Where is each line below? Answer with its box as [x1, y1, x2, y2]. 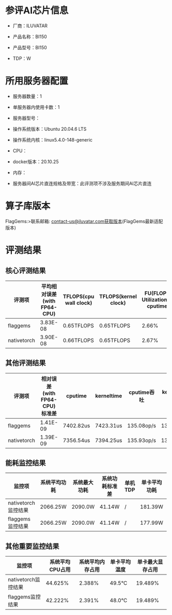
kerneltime [95, 392, 122, 399]
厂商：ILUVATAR [12, 23, 48, 29]
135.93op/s [127, 437, 156, 444]
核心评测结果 [5, 266, 46, 275]
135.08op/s [127, 422, 156, 429]
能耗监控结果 [5, 459, 46, 467]
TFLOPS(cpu [63, 293, 95, 300]
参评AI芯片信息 [5, 5, 69, 16]
